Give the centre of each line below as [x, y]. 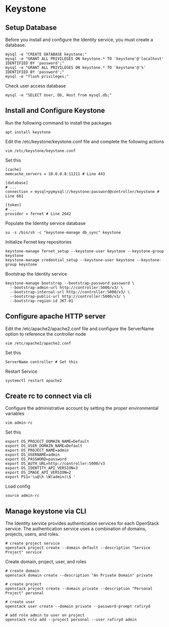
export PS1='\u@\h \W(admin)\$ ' [40, 477]
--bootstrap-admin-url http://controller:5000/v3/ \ [67, 287]
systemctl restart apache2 [34, 380]
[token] [13, 205]
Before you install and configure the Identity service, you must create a [79, 40]
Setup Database [31, 28]
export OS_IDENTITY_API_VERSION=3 [42, 468]
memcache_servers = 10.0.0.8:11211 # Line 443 [55, 174]
